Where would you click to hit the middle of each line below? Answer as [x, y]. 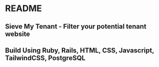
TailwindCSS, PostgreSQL [45, 58]
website [18, 34]
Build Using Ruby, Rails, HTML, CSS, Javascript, [80, 50]
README [24, 8]
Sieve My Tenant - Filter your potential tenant [76, 26]
